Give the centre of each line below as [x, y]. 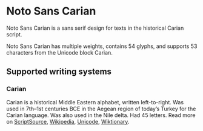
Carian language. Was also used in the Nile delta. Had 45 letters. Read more [101, 115]
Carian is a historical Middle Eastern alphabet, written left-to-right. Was [95, 102]
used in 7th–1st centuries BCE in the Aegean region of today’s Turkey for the [101, 109]
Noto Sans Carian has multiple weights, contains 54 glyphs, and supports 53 [102, 46]
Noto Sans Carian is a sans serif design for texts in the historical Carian [95, 28]
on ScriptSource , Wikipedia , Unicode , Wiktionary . [68, 121]
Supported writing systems [59, 72]
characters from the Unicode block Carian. [60, 52]
